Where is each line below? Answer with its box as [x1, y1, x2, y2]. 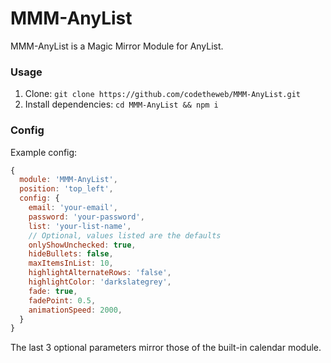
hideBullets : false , [28, 249, 114, 259]
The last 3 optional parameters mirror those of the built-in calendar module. [10, 342, 322, 354]
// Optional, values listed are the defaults [28, 230, 222, 241]
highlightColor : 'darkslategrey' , [28, 277, 172, 287]
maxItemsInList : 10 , [28, 258, 114, 269]
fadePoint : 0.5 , [28, 295, 97, 306]
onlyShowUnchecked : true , [28, 240, 137, 250]
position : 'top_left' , [19, 184, 114, 194]
